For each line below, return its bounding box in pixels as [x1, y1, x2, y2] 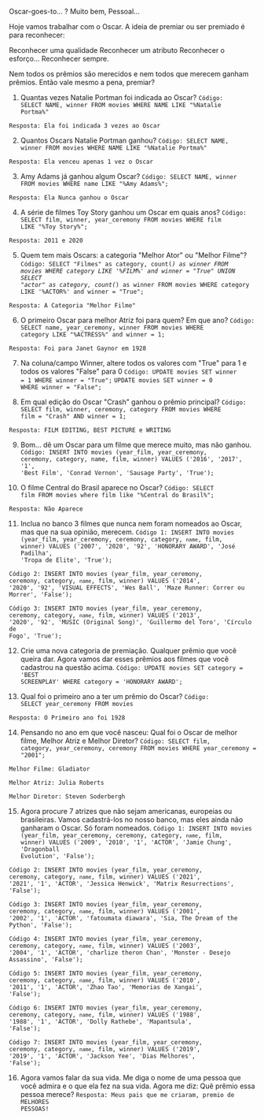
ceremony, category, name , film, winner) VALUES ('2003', [9, 942, 201, 950]
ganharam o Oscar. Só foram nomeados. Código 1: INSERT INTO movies [20, 823, 252, 832]
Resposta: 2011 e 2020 [9, 236, 83, 244]
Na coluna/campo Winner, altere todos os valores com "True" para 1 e [20, 359, 247, 367]
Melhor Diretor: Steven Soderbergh [9, 793, 126, 801]
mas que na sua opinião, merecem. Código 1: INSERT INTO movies [20, 527, 235, 537]
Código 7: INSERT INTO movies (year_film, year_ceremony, [9, 1039, 203, 1047]
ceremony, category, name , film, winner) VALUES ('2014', [9, 577, 201, 585]
